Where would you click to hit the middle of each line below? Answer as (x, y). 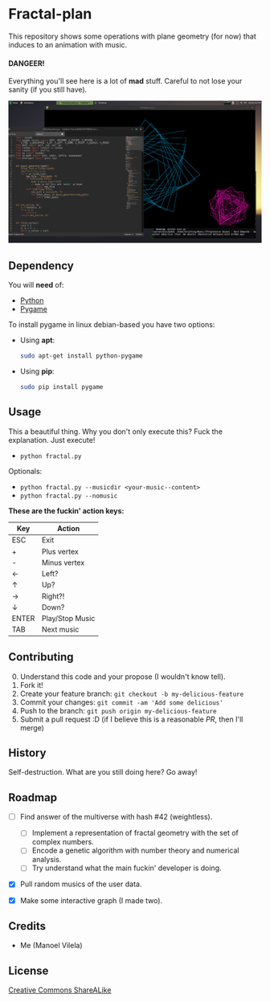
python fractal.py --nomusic (69, 496)
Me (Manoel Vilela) (51, 946)
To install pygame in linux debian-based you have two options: (112, 324)
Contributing (41, 657)
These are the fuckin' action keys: (66, 510)
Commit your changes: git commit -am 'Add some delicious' (121, 702)
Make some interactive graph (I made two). (91, 900)
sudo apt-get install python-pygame (81, 356)
